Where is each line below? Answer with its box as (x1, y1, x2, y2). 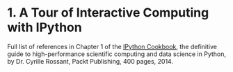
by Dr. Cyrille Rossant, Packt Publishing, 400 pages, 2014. (7, 57, 174, 65)
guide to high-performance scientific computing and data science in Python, (7, 50, 227, 58)
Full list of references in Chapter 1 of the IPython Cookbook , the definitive (7, 42, 218, 51)
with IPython (7, 19, 82, 35)
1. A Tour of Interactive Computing (7, 5, 209, 21)
